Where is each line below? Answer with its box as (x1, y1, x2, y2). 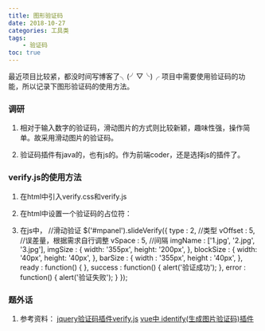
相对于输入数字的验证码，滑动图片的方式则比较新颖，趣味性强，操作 (19, 123, 244, 132)
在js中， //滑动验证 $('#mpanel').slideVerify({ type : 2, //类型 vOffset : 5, (19, 225, 255, 235)
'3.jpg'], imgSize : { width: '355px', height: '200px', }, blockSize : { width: (19, 244, 258, 254)
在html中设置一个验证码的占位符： (19, 208, 133, 218)
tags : (8, 33, 26, 42)
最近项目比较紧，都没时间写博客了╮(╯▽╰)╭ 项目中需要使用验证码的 (8, 72, 239, 81)
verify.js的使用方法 (8, 172, 82, 183)
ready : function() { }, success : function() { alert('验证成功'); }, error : (19, 262, 247, 272)
